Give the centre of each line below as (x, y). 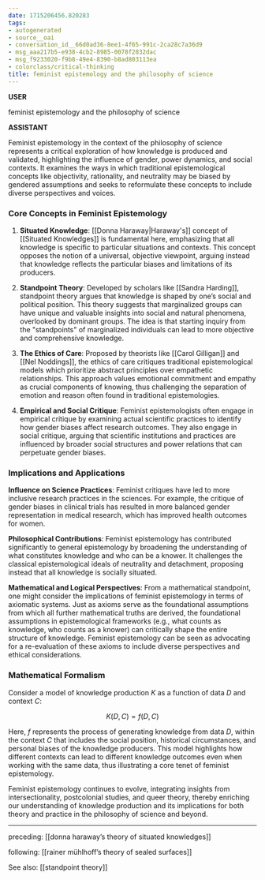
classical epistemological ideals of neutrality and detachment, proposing (126, 564)
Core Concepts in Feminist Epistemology (88, 213)
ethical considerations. (45, 655)
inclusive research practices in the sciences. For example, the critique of (126, 499)
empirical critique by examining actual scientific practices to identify (131, 418)
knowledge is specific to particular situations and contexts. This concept (138, 247)
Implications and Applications (67, 473)
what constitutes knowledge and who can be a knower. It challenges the (125, 556)
